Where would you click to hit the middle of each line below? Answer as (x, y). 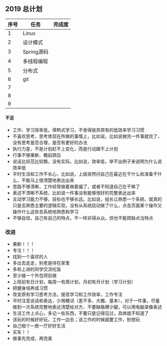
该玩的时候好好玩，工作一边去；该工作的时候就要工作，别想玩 (76, 320)
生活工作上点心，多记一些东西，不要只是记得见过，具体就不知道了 (80, 313)
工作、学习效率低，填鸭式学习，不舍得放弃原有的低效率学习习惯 (78, 130)
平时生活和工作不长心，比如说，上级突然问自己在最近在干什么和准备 (83, 174)
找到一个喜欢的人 (30, 257)
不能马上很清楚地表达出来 (48, 181)
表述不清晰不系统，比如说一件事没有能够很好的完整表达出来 (74, 193)
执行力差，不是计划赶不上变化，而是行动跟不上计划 (65, 149)
